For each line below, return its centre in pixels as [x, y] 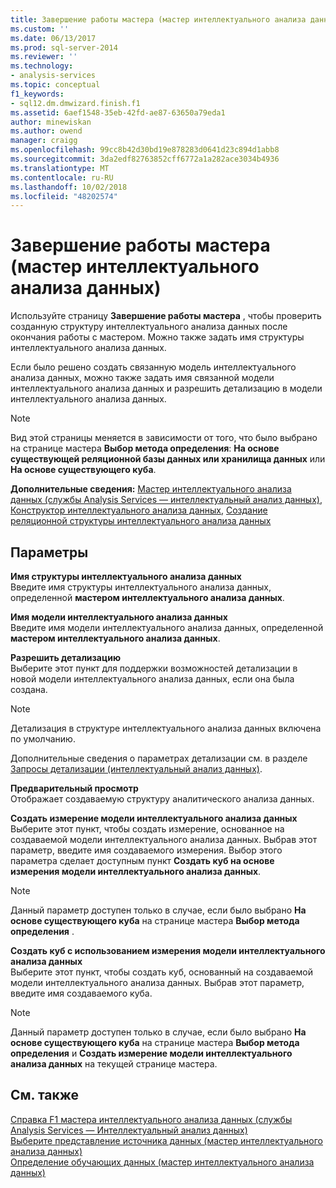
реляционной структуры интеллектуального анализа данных [141, 521]
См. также [45, 1095]
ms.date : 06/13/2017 [53, 38]
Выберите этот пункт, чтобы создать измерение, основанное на [147, 829]
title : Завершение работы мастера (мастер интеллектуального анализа [158, 19]
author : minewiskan [51, 122]
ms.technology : [42, 66]
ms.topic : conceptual [55, 85]
